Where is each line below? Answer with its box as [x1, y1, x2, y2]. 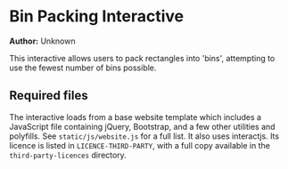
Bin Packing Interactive [9, 6, 185, 27]
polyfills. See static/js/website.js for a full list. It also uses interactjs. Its [9, 131, 279, 141]
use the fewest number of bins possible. [9, 62, 157, 73]
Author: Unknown [9, 36, 76, 46]
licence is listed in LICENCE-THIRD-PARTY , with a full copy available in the [9, 140, 270, 150]
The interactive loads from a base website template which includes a [9, 111, 261, 122]
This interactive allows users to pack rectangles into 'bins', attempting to [9, 52, 276, 63]
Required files [9, 88, 88, 103]
